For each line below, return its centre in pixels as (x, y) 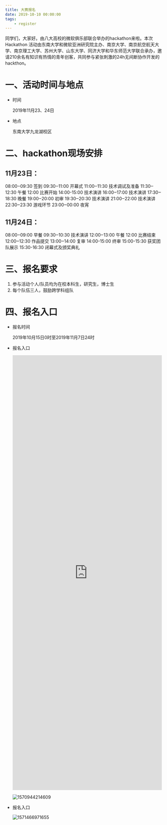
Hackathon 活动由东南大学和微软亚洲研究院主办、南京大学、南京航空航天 (80, 45)
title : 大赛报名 (20, 10)
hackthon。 (17, 63)
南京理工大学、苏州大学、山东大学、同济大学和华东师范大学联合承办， (85, 51)
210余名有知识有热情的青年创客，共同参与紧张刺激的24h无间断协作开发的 (84, 57)
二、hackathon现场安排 (54, 153)
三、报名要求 (32, 269)
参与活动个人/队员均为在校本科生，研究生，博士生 (63, 284)
